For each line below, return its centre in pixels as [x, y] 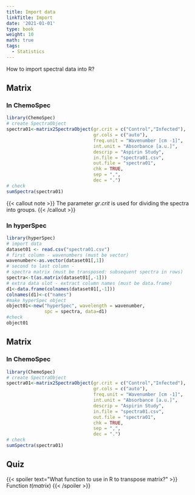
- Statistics [28, 52]
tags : [13, 46]
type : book [20, 29]
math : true [20, 40]
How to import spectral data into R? [50, 69]
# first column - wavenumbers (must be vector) [68, 255]
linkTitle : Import [29, 18]
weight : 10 [20, 35]
